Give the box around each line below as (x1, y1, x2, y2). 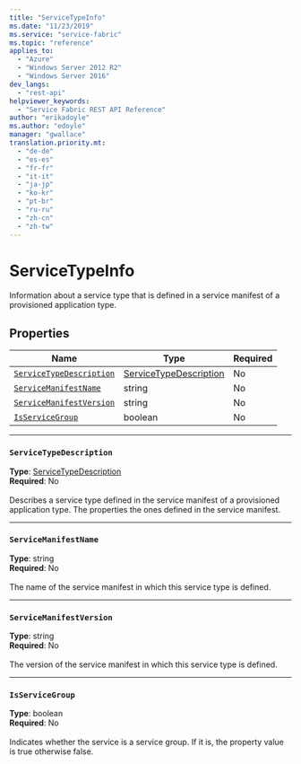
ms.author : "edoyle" (9, 122, 87, 131)
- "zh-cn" (17, 213, 54, 223)
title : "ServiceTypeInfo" (9, 13, 106, 22)
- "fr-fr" (17, 163, 54, 172)
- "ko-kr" (17, 189, 54, 198)
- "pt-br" (17, 197, 54, 206)
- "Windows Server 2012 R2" (17, 64, 123, 73)
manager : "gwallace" (9, 130, 87, 139)
